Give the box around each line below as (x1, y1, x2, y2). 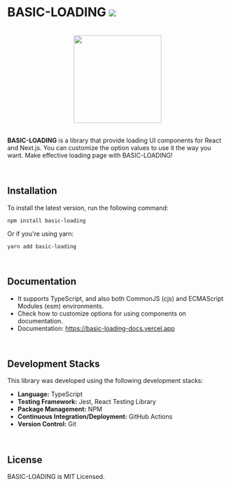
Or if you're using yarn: (7, 229, 74, 238)
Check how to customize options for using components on (17, 309, 187, 318)
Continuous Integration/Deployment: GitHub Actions (17, 412, 173, 421)
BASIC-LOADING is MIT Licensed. (7, 473, 105, 481)
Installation (7, 185, 57, 197)
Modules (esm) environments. (17, 302, 104, 310)
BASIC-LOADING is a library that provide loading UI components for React (7, 136, 222, 144)
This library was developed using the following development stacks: (7, 377, 204, 385)
